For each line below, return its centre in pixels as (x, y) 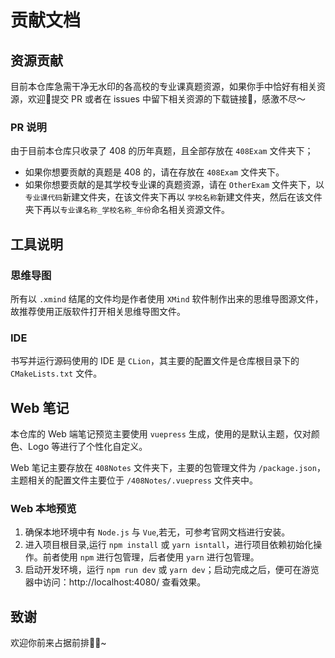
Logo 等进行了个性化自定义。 (87, 447)
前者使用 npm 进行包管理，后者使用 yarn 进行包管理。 (151, 557)
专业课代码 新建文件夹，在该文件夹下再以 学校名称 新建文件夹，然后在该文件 (173, 197)
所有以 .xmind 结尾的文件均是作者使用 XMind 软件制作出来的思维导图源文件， (167, 298)
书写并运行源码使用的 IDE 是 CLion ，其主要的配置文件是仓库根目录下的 (155, 361)
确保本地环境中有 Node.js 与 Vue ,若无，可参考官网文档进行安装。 (157, 532)
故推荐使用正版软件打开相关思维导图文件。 (98, 311)
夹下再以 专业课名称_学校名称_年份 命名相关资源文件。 (127, 210)
